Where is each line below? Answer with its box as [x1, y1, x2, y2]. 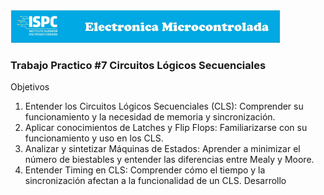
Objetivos [10, 81, 50, 93]
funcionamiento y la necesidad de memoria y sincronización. [24, 111, 276, 123]
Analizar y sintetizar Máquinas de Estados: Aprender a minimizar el [24, 143, 301, 155]
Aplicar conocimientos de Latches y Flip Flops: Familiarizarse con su [24, 122, 308, 134]
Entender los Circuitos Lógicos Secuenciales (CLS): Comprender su [24, 100, 304, 113]
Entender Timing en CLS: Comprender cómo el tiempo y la [24, 164, 266, 176]
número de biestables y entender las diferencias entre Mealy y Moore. [24, 154, 315, 166]
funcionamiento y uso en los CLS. [24, 132, 164, 144]
